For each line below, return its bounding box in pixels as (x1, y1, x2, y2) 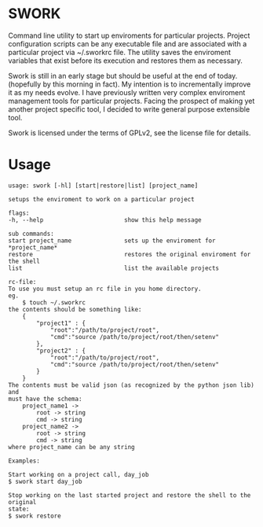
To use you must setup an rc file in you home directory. (8, 285, 202, 293)
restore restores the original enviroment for (8, 250, 251, 258)
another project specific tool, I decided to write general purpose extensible (8, 104, 250, 114)
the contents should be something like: (8, 305, 143, 313)
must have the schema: (8, 395, 82, 403)
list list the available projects (8, 264, 220, 272)
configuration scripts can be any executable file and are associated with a (8, 39, 247, 48)
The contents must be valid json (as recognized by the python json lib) (8, 381, 255, 389)
